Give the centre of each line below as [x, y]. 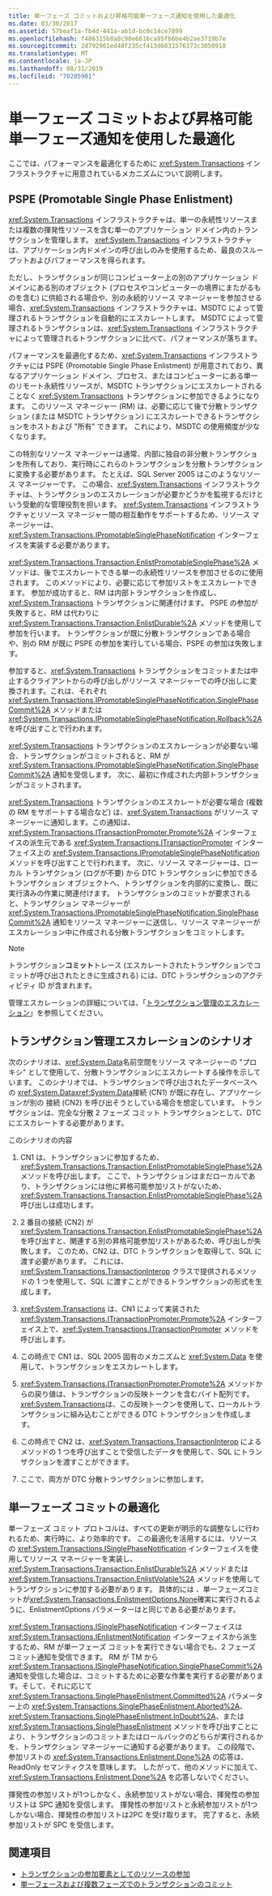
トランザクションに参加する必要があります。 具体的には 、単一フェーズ [127, 1589]
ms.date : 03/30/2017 [43, 24]
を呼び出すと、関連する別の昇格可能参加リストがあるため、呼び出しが [137, 1241]
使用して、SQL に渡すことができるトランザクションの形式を [155, 1281]
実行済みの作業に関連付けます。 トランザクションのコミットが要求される [130, 894]
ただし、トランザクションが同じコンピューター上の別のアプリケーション [129, 277]
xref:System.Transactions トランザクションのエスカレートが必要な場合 [126, 802]
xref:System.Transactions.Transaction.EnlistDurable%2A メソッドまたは [128, 1569]
